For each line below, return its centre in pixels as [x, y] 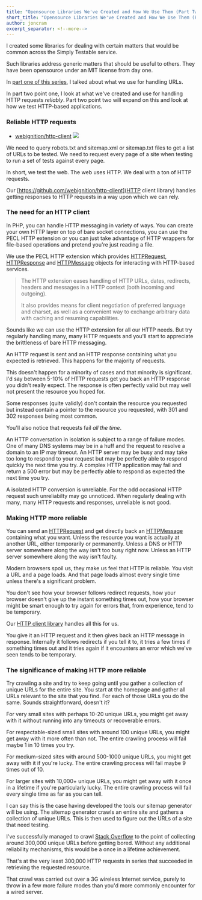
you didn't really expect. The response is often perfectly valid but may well [99, 385]
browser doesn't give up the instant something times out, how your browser [100, 599]
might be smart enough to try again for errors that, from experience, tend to [100, 606]
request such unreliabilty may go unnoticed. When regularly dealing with [96, 496]
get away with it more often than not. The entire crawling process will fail [96, 738]
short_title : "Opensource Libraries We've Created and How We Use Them [98, 17]
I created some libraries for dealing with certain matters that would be [93, 46]
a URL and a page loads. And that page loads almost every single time [93, 575]
